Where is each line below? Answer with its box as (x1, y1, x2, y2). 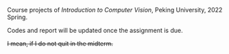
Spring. (7, 13, 28, 21)
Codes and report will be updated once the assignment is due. (7, 27, 183, 34)
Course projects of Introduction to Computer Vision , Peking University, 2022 (7, 6, 223, 14)
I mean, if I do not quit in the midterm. (7, 40, 113, 47)
